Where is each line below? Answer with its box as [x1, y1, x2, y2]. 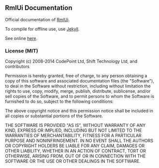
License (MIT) [5, 47, 39, 54]
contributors [5, 64, 30, 70]
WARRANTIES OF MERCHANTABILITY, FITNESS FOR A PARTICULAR [5, 133, 142, 139]
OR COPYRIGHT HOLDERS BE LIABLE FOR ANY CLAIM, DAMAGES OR [5, 143, 145, 149]
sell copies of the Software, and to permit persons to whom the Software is [5, 94, 155, 99]
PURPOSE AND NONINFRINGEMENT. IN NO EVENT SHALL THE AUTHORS [5, 138, 154, 144]
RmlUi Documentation [5, 4, 72, 12]
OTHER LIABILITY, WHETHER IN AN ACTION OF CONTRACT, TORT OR [5, 148, 146, 154]
